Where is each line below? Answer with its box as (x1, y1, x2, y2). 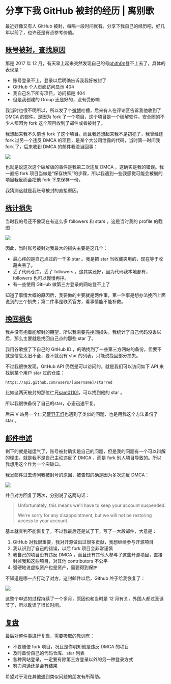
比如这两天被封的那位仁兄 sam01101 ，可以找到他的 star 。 (5, 389, 125, 395)
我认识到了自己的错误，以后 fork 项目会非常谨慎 (12, 546, 113, 552)
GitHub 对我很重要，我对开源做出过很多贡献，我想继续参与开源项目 (12, 539, 154, 545)
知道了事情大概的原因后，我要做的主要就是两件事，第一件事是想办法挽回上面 (5, 292, 166, 298)
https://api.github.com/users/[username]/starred (5, 380, 113, 385)
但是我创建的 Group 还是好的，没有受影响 (12, 96, 100, 102)
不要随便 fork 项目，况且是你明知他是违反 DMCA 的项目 (12, 644, 129, 649)
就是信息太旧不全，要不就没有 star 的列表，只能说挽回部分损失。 (5, 353, 141, 359)
